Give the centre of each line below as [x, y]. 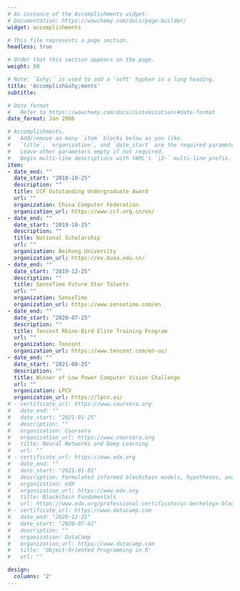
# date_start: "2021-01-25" [52, 417]
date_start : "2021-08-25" [52, 364]
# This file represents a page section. [69, 40]
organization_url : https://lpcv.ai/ [68, 397]
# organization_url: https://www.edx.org [73, 490]
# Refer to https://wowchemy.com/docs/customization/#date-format [111, 112]
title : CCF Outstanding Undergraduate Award [81, 192]
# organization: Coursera [49, 431]
